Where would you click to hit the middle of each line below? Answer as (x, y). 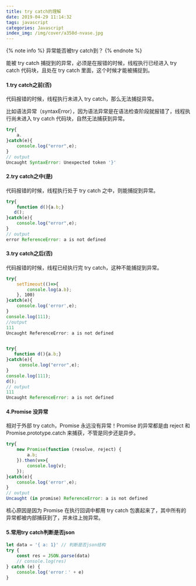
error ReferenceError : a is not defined (56, 239)
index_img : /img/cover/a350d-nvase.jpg (55, 33)
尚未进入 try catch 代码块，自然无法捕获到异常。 (69, 119)
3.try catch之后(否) (30, 254)
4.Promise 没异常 (27, 411)
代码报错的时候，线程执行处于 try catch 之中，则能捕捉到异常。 (82, 190)
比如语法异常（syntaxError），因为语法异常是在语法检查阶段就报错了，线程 (96, 111)
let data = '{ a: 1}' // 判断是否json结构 (56, 545)
